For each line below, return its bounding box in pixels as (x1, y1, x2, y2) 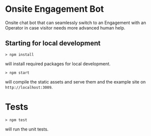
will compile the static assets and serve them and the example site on (5, 79, 146, 84)
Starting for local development (5, 39, 101, 48)
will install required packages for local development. (5, 60, 111, 67)
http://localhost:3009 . (5, 84, 53, 90)
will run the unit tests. (5, 126, 49, 132)
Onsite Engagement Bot (5, 3, 104, 15)
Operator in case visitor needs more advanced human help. (5, 25, 125, 30)
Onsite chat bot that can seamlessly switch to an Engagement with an (5, 20, 146, 26)
